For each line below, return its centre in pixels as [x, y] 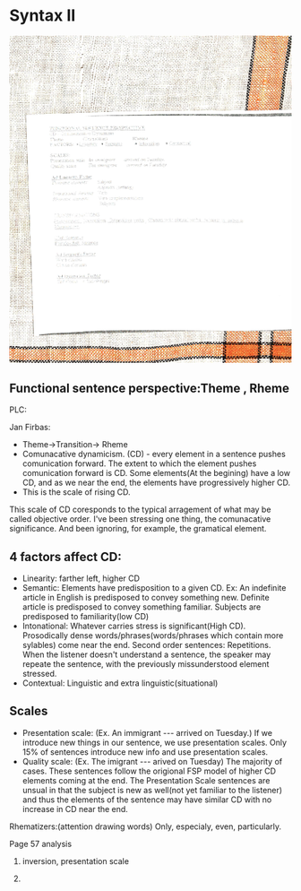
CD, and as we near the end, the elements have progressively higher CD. [156, 483]
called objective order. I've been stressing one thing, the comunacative [140, 519]
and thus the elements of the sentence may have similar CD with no [147, 800]
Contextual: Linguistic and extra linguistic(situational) [120, 683]
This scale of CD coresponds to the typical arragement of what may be [140, 510]
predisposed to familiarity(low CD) [86, 617]
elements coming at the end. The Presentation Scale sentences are [146, 780]
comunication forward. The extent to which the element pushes [139, 463]
